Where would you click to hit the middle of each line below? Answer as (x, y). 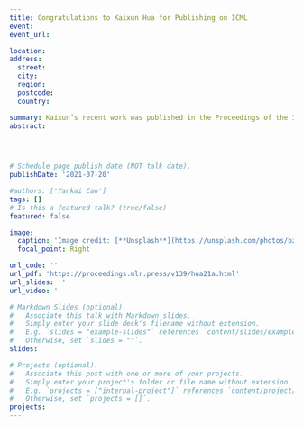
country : (34, 101)
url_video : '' (36, 291)
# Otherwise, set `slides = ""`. (76, 341)
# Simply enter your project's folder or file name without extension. (151, 382)
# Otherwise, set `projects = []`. (80, 399)
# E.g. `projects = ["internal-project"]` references (116, 390)
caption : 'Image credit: (64, 241)
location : (28, 51)
